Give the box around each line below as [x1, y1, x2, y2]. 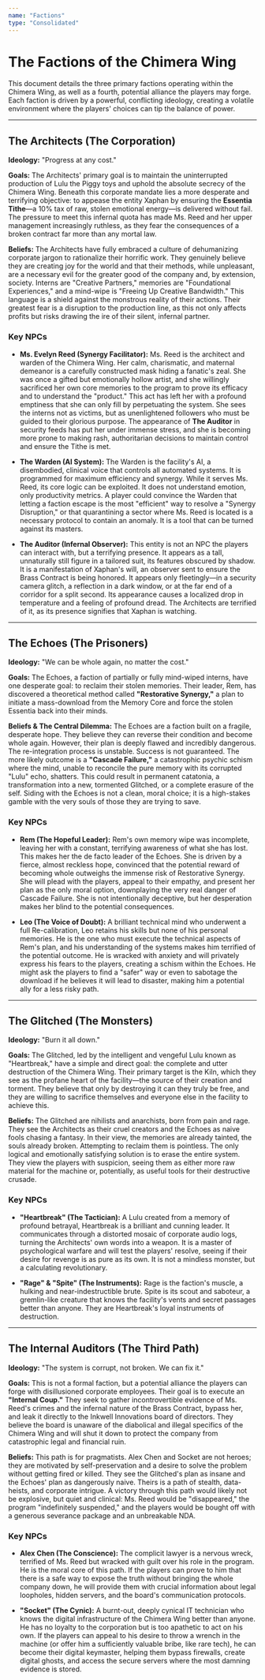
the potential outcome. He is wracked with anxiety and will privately [19, 950, 240, 960]
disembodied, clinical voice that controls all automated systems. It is [19, 465, 242, 474]
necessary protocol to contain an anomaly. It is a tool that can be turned [19, 515, 254, 525]
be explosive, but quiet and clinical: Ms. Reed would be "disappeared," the [8, 1494, 250, 1503]
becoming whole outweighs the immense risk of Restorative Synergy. [19, 868, 245, 877]
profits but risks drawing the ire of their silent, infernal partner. [8, 312, 211, 321]
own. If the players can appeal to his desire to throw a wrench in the [19, 1630, 241, 1640]
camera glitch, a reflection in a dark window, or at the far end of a [19, 581, 233, 590]
